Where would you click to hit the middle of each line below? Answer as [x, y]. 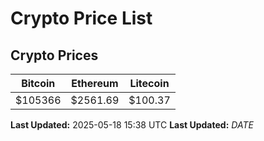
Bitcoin [38, 83]
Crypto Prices [54, 55]
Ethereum [95, 83]
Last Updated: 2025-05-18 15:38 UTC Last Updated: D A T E [132, 125]
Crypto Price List [81, 18]
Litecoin [149, 83]
